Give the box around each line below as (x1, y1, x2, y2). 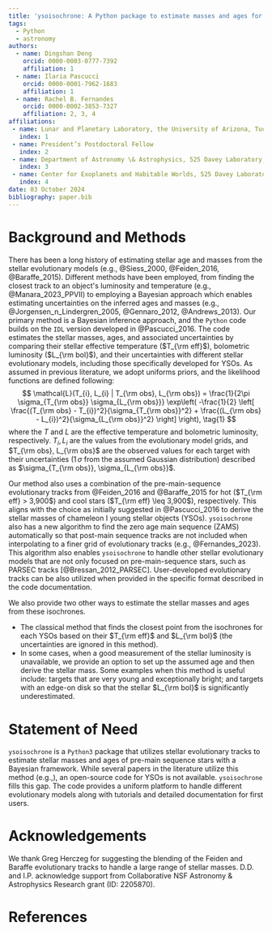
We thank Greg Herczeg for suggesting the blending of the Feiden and (8, 854, 243, 864)
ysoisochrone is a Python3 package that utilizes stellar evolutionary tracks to (8, 747, 261, 756)
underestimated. (19, 692, 75, 701)
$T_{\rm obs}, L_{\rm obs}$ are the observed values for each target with (8, 446, 251, 455)
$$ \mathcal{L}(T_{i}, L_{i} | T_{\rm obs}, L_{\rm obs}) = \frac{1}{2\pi (21, 388, 251, 398)
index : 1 (19, 132, 49, 140)
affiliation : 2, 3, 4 (23, 110, 96, 119)
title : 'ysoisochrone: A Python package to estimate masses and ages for (8, 11, 263, 20)
